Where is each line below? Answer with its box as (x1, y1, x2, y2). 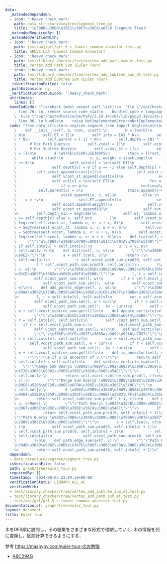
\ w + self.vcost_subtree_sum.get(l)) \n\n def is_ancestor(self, (14, 350, 159, 355)
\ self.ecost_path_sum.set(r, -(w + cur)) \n (14, 303, 133, 309)
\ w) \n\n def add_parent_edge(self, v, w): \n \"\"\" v (14, 285, 150, 290)
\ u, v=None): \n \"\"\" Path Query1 (14, 401, 103, 406)
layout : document (5, 508, 41, 513)
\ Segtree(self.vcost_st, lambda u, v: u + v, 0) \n (14, 220, 123, 226)
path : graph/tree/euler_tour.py (9, 466, 77, 471)
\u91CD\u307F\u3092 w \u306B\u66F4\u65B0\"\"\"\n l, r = (14, 271, 146, 277)
